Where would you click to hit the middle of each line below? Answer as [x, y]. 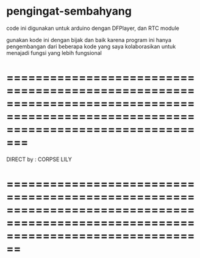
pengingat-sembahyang [69, 11]
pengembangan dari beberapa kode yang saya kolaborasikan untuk [91, 46]
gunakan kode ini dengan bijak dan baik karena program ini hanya [89, 40]
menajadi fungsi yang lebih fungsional [54, 52]
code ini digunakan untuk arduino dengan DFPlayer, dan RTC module [93, 28]
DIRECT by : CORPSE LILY [39, 159]
